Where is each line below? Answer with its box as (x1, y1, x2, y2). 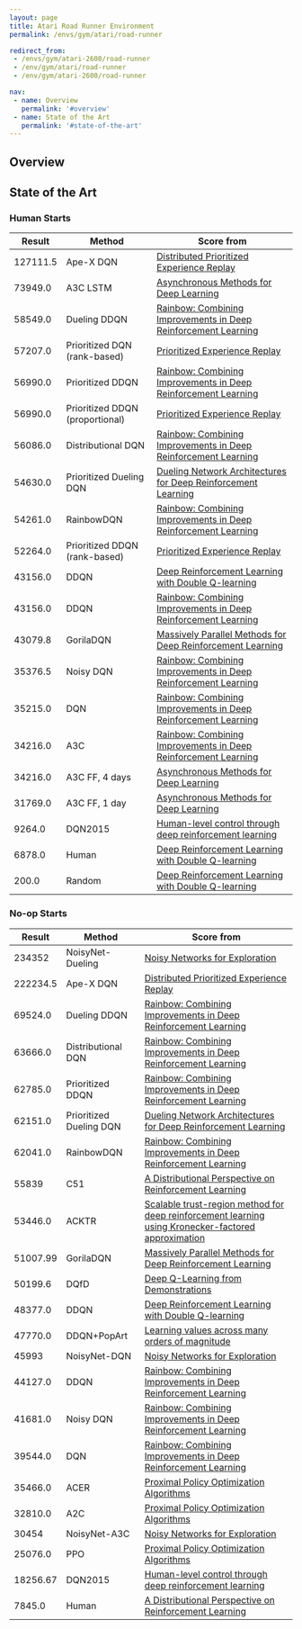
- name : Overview (13, 95, 78, 104)
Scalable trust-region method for (144, 1198, 285, 1210)
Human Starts (9, 211, 72, 224)
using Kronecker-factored (144, 1220, 256, 1233)
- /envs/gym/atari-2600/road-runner (13, 55, 151, 64)
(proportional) (66, 413, 126, 426)
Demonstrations (144, 1283, 212, 1296)
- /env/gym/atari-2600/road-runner (13, 71, 147, 81)
